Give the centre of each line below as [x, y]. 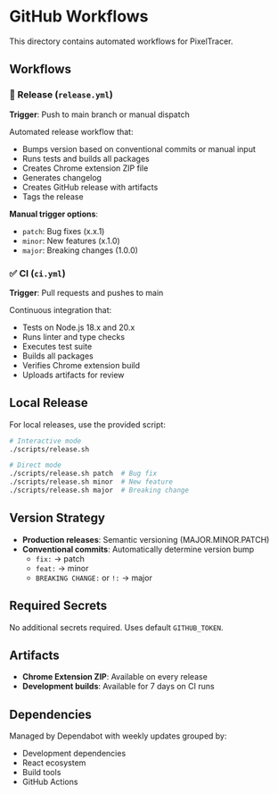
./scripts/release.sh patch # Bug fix [83, 474]
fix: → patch [60, 558]
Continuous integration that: [61, 309]
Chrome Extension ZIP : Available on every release [114, 677]
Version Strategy [57, 518]
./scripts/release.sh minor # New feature [91, 482]
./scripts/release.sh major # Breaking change [99, 490]
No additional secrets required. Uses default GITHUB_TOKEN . [117, 627]
